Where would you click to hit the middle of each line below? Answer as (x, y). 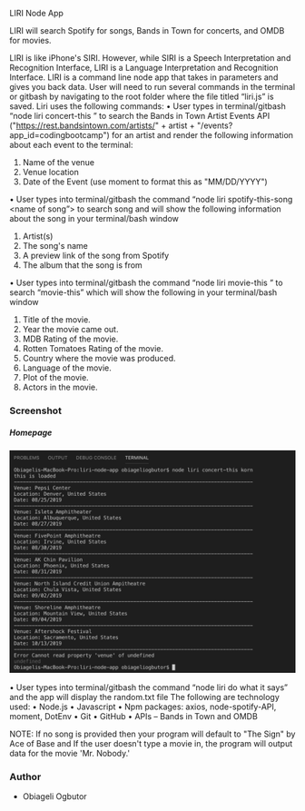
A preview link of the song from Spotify (96, 255)
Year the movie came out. (70, 329)
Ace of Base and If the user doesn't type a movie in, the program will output (151, 743)
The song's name (55, 246)
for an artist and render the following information (202, 135)
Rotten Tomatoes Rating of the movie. (93, 348)
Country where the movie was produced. (99, 358)
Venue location (50, 172)
